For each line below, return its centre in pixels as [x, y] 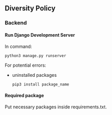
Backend [16, 23]
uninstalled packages [34, 75]
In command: [18, 46]
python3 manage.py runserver [35, 55]
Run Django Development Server [40, 35]
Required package [24, 96]
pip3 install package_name [41, 84]
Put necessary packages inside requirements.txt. [56, 107]
